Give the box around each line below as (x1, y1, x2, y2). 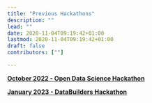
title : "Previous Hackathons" (7, 10, 96, 17)
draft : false (7, 42, 45, 49)
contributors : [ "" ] (7, 49, 64, 56)
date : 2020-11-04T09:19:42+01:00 (7, 29, 105, 37)
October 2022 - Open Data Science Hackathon (7, 74, 145, 82)
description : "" (7, 17, 54, 24)
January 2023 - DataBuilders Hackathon (7, 88, 128, 96)
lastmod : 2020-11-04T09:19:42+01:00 (7, 36, 114, 43)
